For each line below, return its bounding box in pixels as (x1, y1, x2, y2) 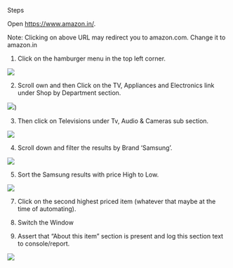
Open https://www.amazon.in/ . (7, 20, 96, 27)
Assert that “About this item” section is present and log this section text (17, 232, 223, 240)
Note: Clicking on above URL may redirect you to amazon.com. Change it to (7, 33, 226, 42)
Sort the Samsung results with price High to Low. (17, 170, 159, 179)
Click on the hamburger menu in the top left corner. (17, 54, 166, 63)
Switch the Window (17, 218, 74, 226)
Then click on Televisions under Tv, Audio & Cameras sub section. (17, 117, 209, 125)
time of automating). (17, 205, 76, 213)
